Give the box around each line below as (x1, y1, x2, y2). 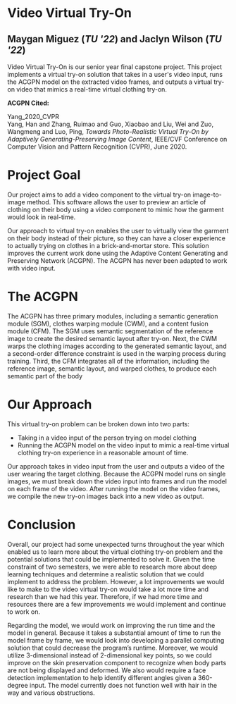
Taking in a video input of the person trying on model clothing (17, 433, 197, 442)
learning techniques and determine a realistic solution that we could (7, 569, 204, 579)
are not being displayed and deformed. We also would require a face (7, 666, 206, 674)
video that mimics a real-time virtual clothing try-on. (16, 85, 168, 93)
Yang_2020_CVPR (7, 113, 60, 121)
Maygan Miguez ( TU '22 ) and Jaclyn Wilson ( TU (7, 33, 222, 45)
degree (7, 681, 28, 689)
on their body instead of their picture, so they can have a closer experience (7, 234, 225, 242)
